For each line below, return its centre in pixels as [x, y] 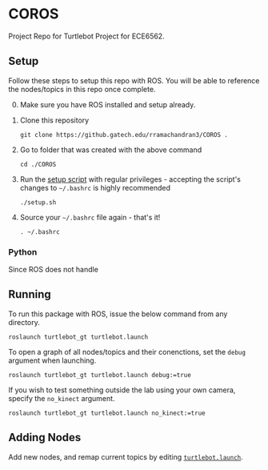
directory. [24, 322]
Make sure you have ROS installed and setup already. [108, 104]
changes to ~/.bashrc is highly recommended [95, 187]
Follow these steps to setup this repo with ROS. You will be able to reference [134, 80]
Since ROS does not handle [53, 270]
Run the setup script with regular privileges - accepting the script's [130, 179]
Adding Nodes [45, 438]
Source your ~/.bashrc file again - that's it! [90, 217]
